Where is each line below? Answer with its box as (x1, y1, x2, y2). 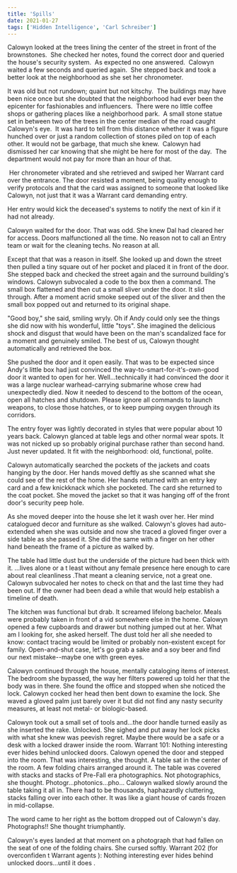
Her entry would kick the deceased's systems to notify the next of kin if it (7, 205, 221, 214)
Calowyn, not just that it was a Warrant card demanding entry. (7, 191, 188, 199)
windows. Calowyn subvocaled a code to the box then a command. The (7, 278, 216, 286)
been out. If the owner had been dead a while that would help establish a (7, 586, 220, 595)
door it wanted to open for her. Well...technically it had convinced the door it (7, 373, 229, 382)
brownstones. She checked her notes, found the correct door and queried (7, 50, 225, 59)
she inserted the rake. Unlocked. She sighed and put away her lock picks (7, 725, 221, 735)
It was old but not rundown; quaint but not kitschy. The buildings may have (7, 87, 226, 96)
